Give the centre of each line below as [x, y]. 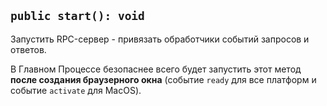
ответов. [28, 49]
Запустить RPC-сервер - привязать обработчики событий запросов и [160, 39]
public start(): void [77, 16]
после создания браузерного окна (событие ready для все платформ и [163, 79]
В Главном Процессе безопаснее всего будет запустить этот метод [156, 69]
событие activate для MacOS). [76, 90]
